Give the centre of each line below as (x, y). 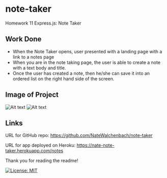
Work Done (23, 39)
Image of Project (32, 95)
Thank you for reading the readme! (42, 161)
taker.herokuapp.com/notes (34, 151)
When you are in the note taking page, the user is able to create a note (87, 62)
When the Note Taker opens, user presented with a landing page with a (87, 51)
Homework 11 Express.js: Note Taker (43, 23)
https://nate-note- (95, 145)
